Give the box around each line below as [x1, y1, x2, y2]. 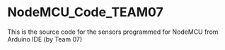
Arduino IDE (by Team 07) [7, 35, 83, 43]
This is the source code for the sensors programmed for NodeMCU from [7, 27, 219, 36]
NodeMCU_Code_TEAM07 [7, 4, 164, 20]
